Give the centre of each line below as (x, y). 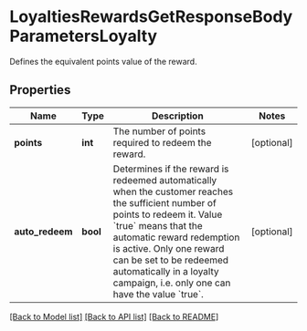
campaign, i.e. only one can (172, 283)
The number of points (159, 131)
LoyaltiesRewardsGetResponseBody (151, 17)
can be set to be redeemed (171, 260)
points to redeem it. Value (168, 214)
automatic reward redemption (176, 237)
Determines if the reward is (171, 169)
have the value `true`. (158, 294)
